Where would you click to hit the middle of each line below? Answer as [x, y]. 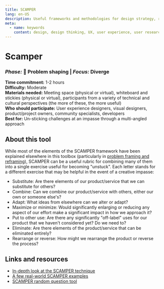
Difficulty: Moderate [26, 88]
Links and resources [37, 259]
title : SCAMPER [20, 10]
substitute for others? [34, 187]
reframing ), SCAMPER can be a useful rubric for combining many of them [79, 161]
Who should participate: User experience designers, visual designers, [76, 109]
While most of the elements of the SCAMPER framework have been [73, 151]
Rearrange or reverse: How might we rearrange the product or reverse [83, 239]
